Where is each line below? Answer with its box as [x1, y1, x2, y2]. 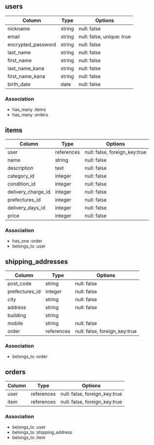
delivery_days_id [7, 204, 45, 211]
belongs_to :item [12, 435, 46, 441]
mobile [7, 320, 23, 327]
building [7, 312, 26, 319]
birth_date [7, 81, 31, 88]
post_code [7, 280, 32, 287]
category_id [7, 172, 35, 179]
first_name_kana [7, 73, 45, 80]
